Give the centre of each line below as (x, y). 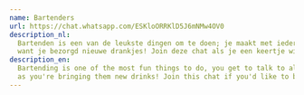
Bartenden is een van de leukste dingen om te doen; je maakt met (145, 43)
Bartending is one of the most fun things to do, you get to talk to (151, 69)
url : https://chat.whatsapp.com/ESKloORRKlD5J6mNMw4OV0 (117, 26)
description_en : (40, 60)
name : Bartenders (42, 18)
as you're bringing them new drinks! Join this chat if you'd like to (153, 77)
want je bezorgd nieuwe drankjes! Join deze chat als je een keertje (151, 52)
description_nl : (40, 34)
